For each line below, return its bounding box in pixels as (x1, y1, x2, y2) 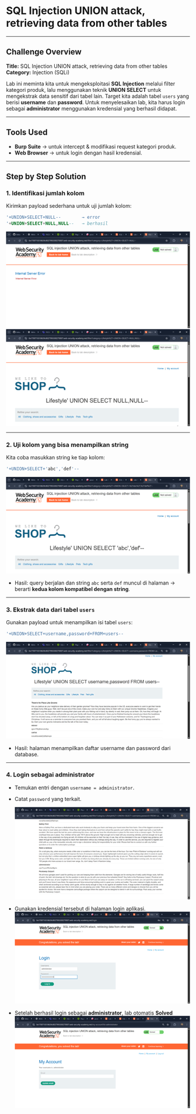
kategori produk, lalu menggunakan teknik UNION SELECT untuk (6, 86, 162, 93)
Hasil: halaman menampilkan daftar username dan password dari (14, 744, 171, 751)
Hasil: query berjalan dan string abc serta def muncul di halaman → (14, 579, 176, 586)
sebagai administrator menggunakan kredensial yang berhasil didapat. (6, 105, 177, 112)
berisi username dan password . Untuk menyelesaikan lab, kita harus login (6, 98, 185, 106)
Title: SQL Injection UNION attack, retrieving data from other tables (6, 63, 168, 70)
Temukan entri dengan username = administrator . (14, 784, 135, 791)
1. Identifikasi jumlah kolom (6, 189, 85, 197)
